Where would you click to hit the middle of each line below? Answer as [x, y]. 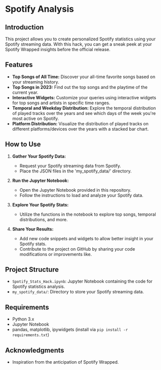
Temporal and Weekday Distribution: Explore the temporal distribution [84, 108]
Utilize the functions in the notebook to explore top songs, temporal [88, 214]
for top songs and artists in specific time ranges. [61, 103]
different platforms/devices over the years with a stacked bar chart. [80, 129]
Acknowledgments [35, 350]
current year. [25, 92]
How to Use [23, 144]
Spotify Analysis [40, 9]
